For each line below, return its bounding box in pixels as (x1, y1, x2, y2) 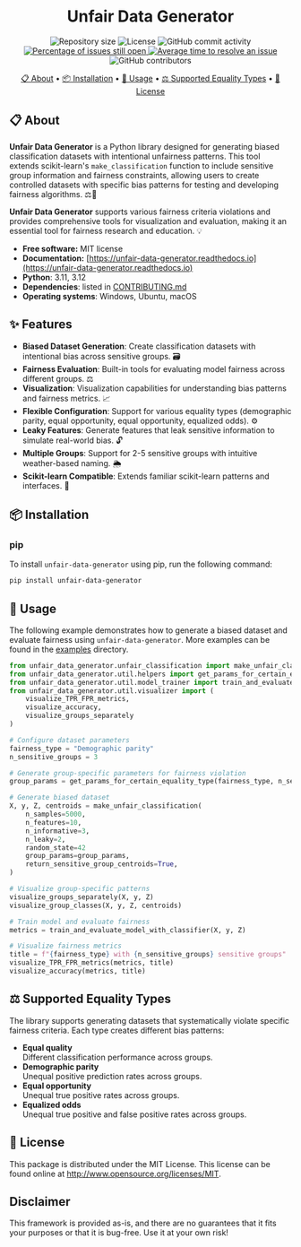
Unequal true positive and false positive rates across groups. (21, 1109, 247, 1120)
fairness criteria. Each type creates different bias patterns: (9, 1025, 225, 1035)
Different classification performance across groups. (21, 1052, 213, 1062)
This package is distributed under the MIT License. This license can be (9, 1158, 271, 1169)
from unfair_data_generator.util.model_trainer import (9, 678, 219, 687)
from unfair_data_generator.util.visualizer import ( (9, 686, 215, 696)
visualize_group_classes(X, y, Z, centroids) (9, 901, 182, 910)
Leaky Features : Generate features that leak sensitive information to (21, 424, 275, 436)
